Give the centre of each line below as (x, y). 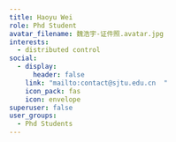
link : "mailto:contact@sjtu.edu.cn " (96, 83)
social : (23, 58)
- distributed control (59, 50)
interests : (29, 42)
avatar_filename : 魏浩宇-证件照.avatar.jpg (86, 34)
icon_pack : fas (53, 91)
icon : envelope (53, 99)
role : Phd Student (43, 26)
